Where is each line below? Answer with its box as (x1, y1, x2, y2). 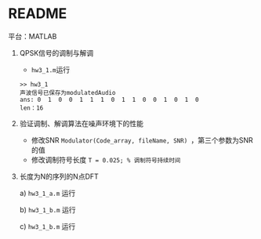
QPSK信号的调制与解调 (19, 48, 94, 57)
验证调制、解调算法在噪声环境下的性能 (19, 118, 143, 128)
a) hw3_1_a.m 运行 (19, 188, 76, 197)
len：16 (19, 103, 44, 112)
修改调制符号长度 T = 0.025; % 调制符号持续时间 (31, 154, 181, 165)
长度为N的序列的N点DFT (19, 172, 100, 181)
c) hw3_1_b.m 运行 (19, 221, 76, 231)
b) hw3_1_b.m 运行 (19, 205, 76, 214)
